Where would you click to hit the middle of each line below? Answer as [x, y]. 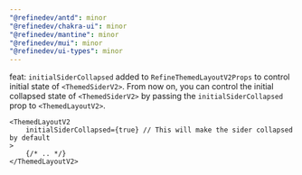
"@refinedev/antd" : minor [58, 18]
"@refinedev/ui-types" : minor [66, 51]
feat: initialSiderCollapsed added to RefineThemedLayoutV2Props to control [150, 77]
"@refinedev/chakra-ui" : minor [68, 26]
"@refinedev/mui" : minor [56, 43]
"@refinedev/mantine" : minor [64, 34]
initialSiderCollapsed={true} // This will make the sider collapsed [160, 130]
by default [30, 138]
